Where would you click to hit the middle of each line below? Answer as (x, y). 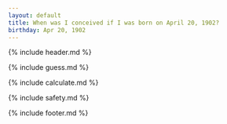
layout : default (35, 15)
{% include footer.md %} (48, 113)
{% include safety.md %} (49, 98)
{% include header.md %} (50, 53)
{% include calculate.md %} (53, 82)
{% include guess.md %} (48, 67)
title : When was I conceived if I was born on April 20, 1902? (114, 23)
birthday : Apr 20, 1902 (47, 30)
